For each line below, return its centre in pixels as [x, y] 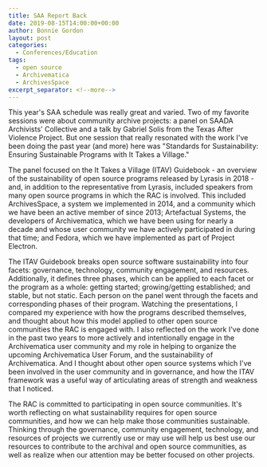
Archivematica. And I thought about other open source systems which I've [130, 363]
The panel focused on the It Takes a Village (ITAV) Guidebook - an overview [133, 170]
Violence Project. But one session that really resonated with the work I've [128, 138]
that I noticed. [31, 389]
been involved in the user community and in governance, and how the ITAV [132, 372]
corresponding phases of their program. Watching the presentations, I [123, 304]
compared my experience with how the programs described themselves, [128, 312]
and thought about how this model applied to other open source [113, 321]
